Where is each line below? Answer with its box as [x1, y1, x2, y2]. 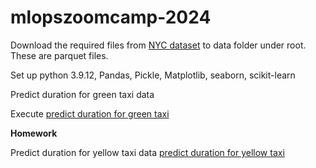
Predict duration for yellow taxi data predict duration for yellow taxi [10, 146, 285, 158]
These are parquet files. [10, 49, 109, 61]
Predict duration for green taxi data [10, 88, 155, 100]
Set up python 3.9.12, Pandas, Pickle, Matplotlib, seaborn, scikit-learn [10, 69, 296, 81]
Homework [10, 127, 58, 139]
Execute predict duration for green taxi [10, 107, 170, 120]
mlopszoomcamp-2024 [10, 6, 212, 29]
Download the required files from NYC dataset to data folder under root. [10, 39, 307, 51]
